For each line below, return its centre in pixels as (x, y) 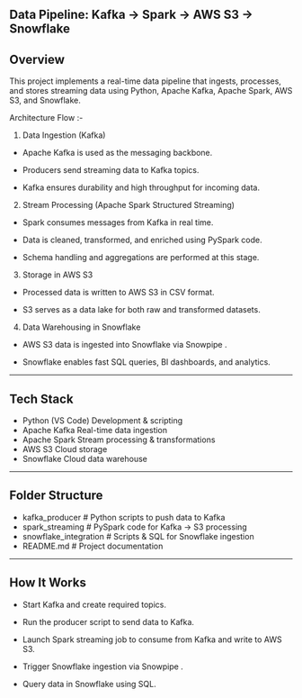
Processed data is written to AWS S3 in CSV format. (118, 293)
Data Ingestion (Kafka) (64, 135)
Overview (37, 59)
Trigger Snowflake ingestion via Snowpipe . (103, 666)
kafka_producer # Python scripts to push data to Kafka (124, 517)
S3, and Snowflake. (45, 100)
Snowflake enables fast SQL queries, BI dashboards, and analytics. (147, 362)
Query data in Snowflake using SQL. (89, 684)
